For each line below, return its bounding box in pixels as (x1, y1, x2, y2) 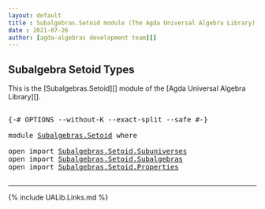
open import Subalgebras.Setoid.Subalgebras (8, 155, 184, 164)
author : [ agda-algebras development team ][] (8, 33, 157, 42)
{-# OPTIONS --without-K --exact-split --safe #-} (8, 115, 208, 125)
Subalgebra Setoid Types (8, 62, 135, 76)
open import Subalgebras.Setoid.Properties (8, 162, 179, 172)
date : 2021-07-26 (8, 26, 69, 34)
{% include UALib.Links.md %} (8, 192, 109, 202)
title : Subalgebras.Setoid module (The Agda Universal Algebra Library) (8, 19, 256, 27)
